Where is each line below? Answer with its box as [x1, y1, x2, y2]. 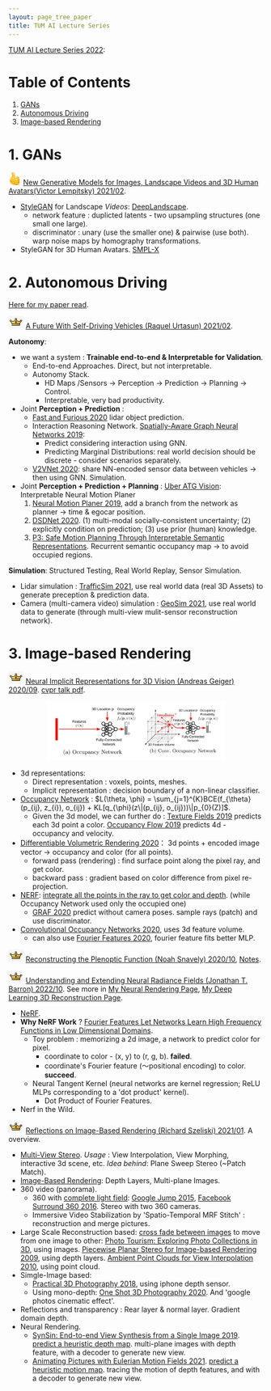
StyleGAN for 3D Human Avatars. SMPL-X [19, 245, 159, 255]
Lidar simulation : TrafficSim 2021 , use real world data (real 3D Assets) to [19, 581, 264, 591]
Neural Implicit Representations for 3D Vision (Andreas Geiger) [25, 676, 235, 687]
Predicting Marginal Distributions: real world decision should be [44, 447, 256, 457]
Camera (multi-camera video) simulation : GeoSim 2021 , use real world [19, 598, 256, 608]
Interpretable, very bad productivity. [44, 395, 165, 405]
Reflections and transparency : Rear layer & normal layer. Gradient [19, 1304, 240, 1314]
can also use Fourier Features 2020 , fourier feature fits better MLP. [32, 933, 256, 943]
